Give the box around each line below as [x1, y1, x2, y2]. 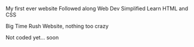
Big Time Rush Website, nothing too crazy [5, 23, 109, 29]
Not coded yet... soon [5, 34, 59, 41]
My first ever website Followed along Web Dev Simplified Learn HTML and [5, 5, 189, 12]
